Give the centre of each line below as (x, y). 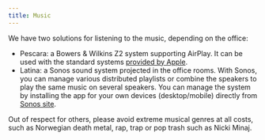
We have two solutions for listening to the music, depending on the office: (129, 38)
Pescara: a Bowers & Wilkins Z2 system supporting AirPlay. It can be (131, 53)
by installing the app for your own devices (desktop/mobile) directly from (138, 95)
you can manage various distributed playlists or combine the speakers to (138, 78)
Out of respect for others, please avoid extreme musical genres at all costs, (131, 119)
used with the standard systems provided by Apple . (104, 62)
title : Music (30, 15)
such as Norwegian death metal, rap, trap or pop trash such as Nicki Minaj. (130, 127)
